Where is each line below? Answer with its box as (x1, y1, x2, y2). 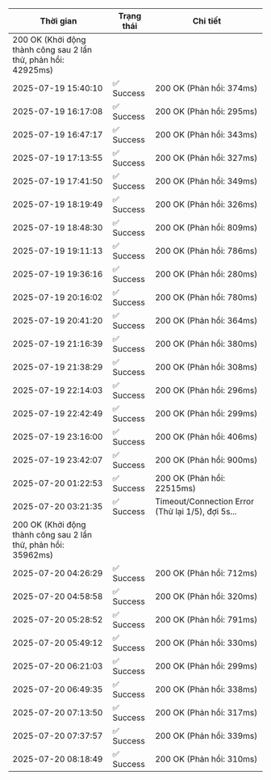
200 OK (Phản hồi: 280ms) (154, 268, 258, 280)
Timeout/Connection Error (154, 496, 254, 507)
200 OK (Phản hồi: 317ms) (154, 707, 258, 718)
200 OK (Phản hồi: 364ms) (154, 315, 258, 326)
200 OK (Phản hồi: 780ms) (154, 292, 258, 302)
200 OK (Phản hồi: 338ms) (154, 684, 258, 694)
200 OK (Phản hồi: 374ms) (154, 82, 258, 94)
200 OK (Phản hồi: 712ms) (154, 567, 258, 579)
